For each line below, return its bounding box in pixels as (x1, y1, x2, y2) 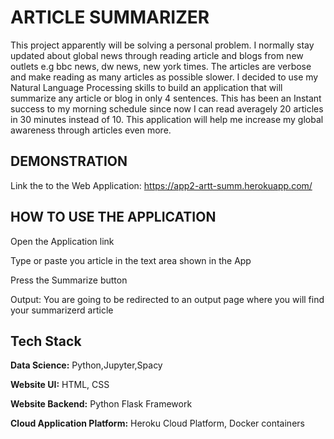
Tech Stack (10, 332, 82, 350)
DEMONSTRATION (10, 153, 128, 170)
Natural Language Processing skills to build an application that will (10, 81, 283, 93)
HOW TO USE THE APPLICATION (10, 209, 217, 226)
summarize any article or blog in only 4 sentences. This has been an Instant (10, 92, 322, 104)
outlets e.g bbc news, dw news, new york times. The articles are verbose (10, 60, 312, 72)
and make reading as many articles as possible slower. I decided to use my (10, 71, 319, 83)
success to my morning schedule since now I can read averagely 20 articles (10, 102, 324, 115)
